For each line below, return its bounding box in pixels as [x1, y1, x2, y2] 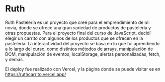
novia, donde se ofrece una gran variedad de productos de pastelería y [5, 24, 151, 30]
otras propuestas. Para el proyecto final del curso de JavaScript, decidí [5, 30, 151, 36]
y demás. [5, 56, 24, 62]
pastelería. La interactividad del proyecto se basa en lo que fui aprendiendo [5, 40, 160, 46]
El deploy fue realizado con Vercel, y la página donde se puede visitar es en [5, 66, 161, 72]
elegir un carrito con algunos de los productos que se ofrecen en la [5, 35, 143, 41]
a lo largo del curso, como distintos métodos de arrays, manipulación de [5, 46, 153, 52]
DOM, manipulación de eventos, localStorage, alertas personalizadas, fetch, [5, 51, 161, 57]
